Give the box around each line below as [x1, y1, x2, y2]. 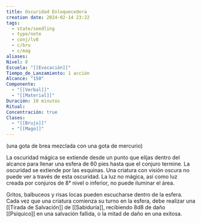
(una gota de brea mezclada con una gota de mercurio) [6, 142, 143, 149]
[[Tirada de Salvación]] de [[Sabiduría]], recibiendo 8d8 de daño [6, 204, 166, 210]
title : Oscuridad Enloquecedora [6, 8, 87, 15]
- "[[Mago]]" [11, 126, 44, 132]
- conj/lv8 [11, 37, 39, 43]
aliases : [6, 53, 28, 59]
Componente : [6, 82, 36, 88]
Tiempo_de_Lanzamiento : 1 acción [6, 70, 90, 76]
